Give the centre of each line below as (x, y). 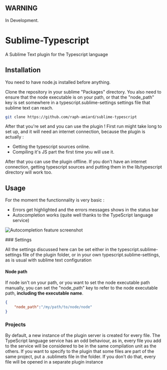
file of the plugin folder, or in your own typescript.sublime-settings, (91, 255)
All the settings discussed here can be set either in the (61, 249)
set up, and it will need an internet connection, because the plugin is (75, 131)
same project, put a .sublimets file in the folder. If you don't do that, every (81, 356)
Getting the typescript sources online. (51, 146)
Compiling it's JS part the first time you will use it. (63, 152)
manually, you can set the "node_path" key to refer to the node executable (82, 288)
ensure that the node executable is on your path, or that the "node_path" (80, 97)
